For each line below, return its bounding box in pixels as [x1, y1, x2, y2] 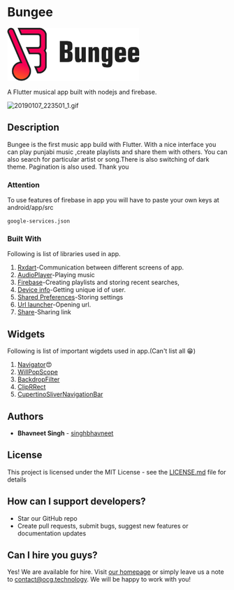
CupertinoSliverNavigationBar [17, 390, 103, 399]
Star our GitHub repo [17, 514, 78, 522]
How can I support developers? [7, 496, 147, 507]
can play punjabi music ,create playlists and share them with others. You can [7, 148, 228, 156]
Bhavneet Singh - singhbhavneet [17, 429, 114, 437]
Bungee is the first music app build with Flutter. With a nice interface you [7, 140, 217, 148]
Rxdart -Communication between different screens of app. [17, 263, 184, 272]
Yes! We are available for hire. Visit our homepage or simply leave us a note [7, 568, 225, 576]
